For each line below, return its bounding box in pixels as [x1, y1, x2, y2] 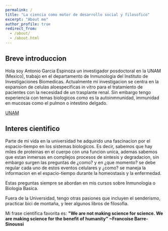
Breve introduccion [5, 54, 67, 63]
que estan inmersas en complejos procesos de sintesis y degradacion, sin [5, 154, 159, 160]
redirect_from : [5, 26, 37, 31]
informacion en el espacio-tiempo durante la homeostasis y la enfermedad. [5, 170, 161, 176]
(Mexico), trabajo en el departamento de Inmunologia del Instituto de [5, 73, 148, 79]
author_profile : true [5, 21, 51, 27]
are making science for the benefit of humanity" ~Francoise [5, 215, 134, 221]
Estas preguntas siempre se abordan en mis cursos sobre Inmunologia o [5, 180, 155, 186]
